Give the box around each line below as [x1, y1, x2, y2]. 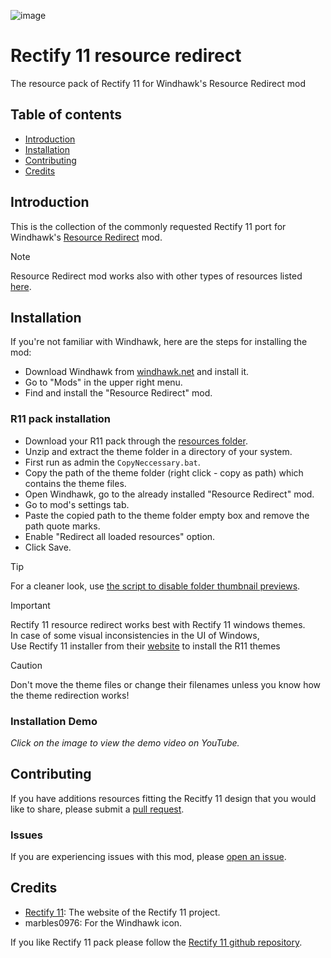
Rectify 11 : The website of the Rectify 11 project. [24, 906, 221, 918]
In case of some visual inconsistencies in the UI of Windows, [10, 629, 260, 641]
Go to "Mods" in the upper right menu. [24, 376, 183, 389]
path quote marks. [24, 520, 101, 532]
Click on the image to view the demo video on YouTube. [10, 736, 240, 749]
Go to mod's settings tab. [24, 498, 130, 510]
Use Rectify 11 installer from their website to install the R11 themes [10, 640, 281, 652]
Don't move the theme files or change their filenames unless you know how [10, 678, 322, 690]
